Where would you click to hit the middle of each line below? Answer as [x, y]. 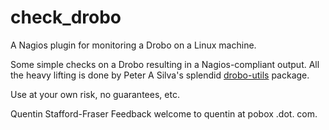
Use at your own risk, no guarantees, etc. [95, 94]
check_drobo [66, 17]
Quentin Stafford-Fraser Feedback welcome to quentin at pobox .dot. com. [164, 113]
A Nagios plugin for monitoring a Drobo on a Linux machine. [133, 45]
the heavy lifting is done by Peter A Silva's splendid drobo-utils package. [160, 75]
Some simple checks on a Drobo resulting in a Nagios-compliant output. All [165, 64]
